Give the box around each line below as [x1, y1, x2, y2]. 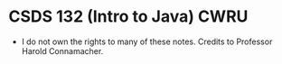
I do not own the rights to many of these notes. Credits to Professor [21, 36, 273, 47]
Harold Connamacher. [21, 45, 104, 56]
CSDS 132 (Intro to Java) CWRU [8, 6, 249, 27]
